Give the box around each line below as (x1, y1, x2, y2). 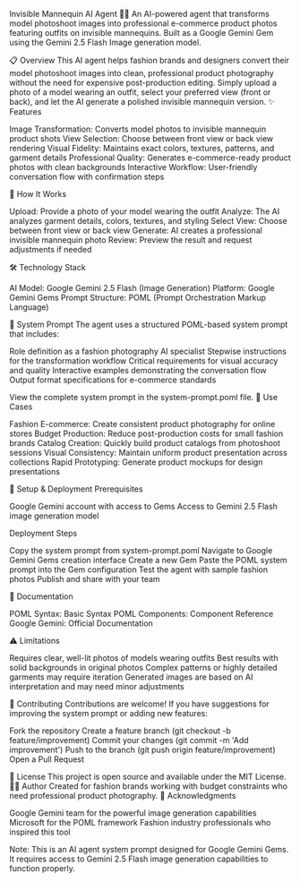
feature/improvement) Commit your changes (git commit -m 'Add (9, 735, 249, 745)
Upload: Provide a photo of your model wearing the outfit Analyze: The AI (9, 206, 280, 217)
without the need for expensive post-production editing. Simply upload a (9, 77, 278, 88)
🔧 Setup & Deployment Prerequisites (9, 484, 143, 494)
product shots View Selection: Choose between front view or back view (9, 133, 274, 143)
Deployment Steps (9, 528, 78, 538)
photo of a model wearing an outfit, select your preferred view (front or (9, 87, 271, 98)
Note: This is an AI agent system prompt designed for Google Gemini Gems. (9, 844, 289, 854)
